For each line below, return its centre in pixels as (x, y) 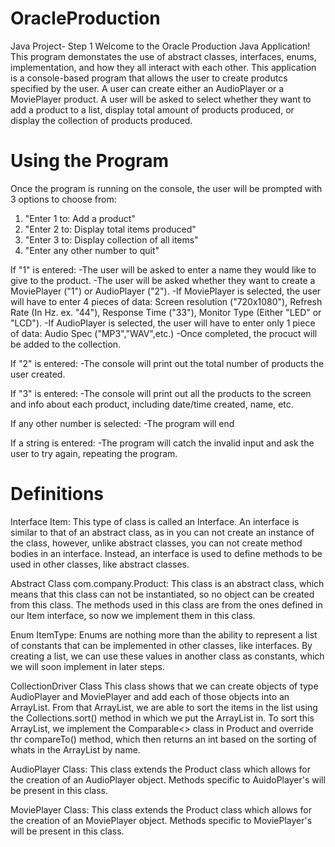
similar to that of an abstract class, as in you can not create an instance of (162, 532)
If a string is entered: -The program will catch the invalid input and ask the (162, 443)
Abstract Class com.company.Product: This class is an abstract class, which (167, 583)
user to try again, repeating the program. (94, 453)
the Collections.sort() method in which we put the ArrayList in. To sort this (162, 718)
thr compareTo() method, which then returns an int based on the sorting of (163, 739)
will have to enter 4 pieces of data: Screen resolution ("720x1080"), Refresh (166, 301)
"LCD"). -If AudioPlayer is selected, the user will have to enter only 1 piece (163, 323)
